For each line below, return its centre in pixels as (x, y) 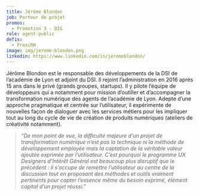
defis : (14, 39)
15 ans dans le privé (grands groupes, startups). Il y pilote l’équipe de (91, 86)
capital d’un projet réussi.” (53, 186)
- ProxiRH (24, 45)
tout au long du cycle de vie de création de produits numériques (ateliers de (99, 118)
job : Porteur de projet (36, 17)
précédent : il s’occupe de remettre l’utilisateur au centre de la (97, 167)
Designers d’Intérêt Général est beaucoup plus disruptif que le (98, 161)
